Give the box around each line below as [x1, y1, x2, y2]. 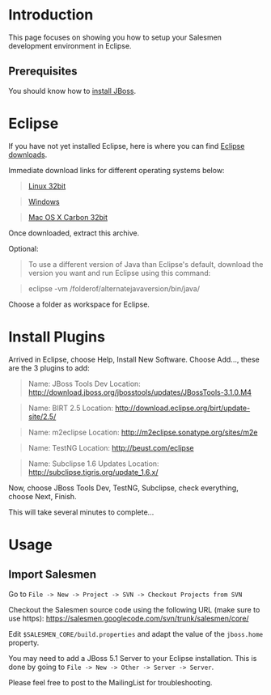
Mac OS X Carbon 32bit [28, 212, 108, 222]
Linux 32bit [28, 180, 66, 191]
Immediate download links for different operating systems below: [8, 165, 225, 175]
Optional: [8, 244, 39, 253]
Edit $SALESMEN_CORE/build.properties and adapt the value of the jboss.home [8, 629, 264, 638]
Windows [28, 197, 60, 206]
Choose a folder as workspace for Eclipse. [8, 299, 150, 309]
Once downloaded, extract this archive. [8, 228, 140, 238]
